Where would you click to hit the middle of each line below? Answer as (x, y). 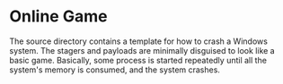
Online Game (58, 17)
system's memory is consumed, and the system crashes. (115, 70)
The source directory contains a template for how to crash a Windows (138, 41)
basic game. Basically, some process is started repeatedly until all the (138, 60)
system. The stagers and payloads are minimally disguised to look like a (142, 50)
